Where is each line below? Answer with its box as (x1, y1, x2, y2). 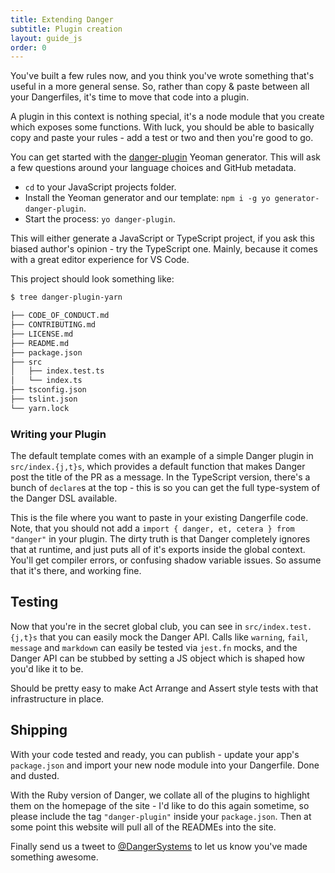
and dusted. (10, 769, 60, 781)
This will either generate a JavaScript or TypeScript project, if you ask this (10, 232, 315, 245)
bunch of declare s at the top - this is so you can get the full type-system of (10, 482, 321, 494)
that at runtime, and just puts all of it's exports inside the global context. (10, 544, 306, 556)
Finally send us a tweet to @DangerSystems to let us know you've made (10, 840, 308, 852)
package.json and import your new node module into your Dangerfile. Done (10, 759, 320, 771)
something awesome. (10, 851, 99, 863)
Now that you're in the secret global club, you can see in (10, 620, 243, 632)
